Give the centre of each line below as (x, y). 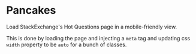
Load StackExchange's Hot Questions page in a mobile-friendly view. (92, 27)
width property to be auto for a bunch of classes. (67, 45)
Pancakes (31, 10)
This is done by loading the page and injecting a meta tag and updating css (98, 38)
